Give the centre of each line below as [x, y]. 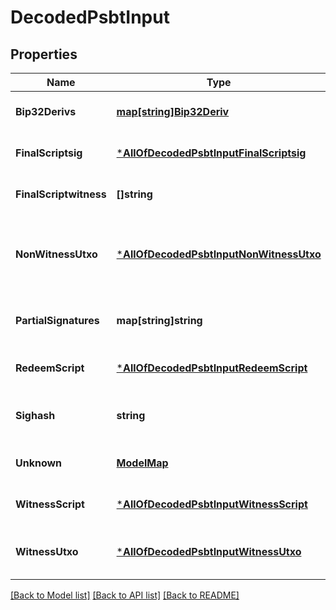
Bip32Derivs [46, 111]
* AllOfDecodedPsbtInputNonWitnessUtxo [219, 254]
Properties [44, 54]
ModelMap [142, 463]
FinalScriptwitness [61, 194]
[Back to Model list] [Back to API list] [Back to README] [125, 595]
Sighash [35, 415]
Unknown [39, 463]
